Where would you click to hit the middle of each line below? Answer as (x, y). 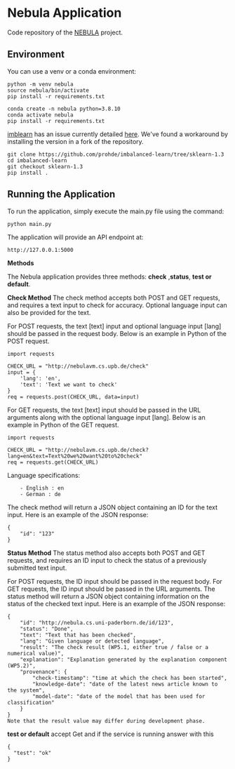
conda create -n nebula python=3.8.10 (64, 109)
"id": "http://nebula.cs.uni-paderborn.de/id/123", (97, 622)
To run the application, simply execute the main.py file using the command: (116, 211)
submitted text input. (37, 568)
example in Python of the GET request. (63, 424)
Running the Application (61, 194)
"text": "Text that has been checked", (78, 635)
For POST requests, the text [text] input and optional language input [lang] (114, 326)
